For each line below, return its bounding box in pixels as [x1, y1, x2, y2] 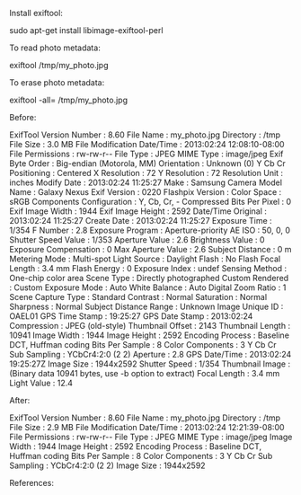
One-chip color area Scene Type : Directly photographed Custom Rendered [9, 273, 289, 283]
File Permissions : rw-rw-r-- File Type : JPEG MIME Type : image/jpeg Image [9, 431, 293, 442]
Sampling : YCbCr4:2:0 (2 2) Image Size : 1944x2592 [9, 460, 206, 471]
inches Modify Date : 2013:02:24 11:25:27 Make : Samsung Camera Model [9, 177, 283, 188]
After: [9, 395, 31, 405]
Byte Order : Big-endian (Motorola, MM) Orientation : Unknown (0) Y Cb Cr [9, 158, 286, 169]
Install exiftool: [9, 8, 63, 18]
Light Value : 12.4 [9, 377, 74, 388]
